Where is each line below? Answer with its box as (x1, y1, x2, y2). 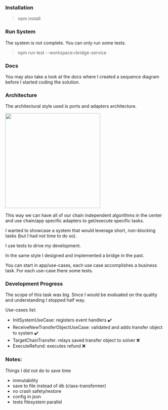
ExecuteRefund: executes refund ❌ (12, 343, 86, 349)
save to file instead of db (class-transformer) (12, 383, 106, 389)
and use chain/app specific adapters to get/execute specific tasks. (5, 218, 144, 224)
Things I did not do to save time (5, 367, 71, 374)
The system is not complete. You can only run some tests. (5, 39, 127, 46)
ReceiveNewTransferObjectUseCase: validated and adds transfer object (12, 324, 163, 331)
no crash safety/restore (12, 388, 62, 394)
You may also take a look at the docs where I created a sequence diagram (5, 73, 159, 79)
